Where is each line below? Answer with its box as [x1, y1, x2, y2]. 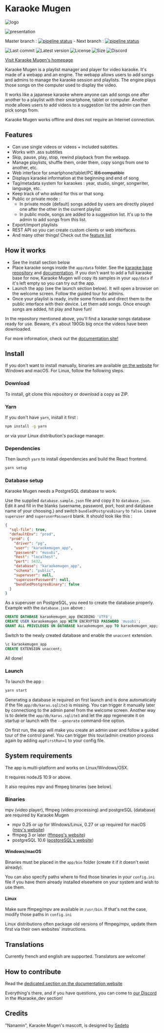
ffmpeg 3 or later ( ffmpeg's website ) [12, 832, 85, 838]
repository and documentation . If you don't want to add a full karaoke [12, 269, 152, 275]
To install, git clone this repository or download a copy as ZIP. [5, 391, 129, 397]
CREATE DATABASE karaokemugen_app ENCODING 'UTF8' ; [5, 614, 112, 619]
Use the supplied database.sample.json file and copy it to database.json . [5, 497, 151, 504]
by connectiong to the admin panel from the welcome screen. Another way [5, 707, 156, 713]
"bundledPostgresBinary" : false [14, 582, 80, 587]
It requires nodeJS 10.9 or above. [5, 774, 72, 780]
